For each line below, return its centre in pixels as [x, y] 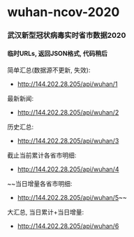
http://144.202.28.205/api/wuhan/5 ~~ [72, 198]
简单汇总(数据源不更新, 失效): [49, 70]
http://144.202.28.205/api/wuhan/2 [68, 113]
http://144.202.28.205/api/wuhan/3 [68, 141]
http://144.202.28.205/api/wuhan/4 [68, 169]
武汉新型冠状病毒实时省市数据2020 [67, 36]
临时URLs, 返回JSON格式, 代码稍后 [58, 53]
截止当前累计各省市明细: [42, 155]
